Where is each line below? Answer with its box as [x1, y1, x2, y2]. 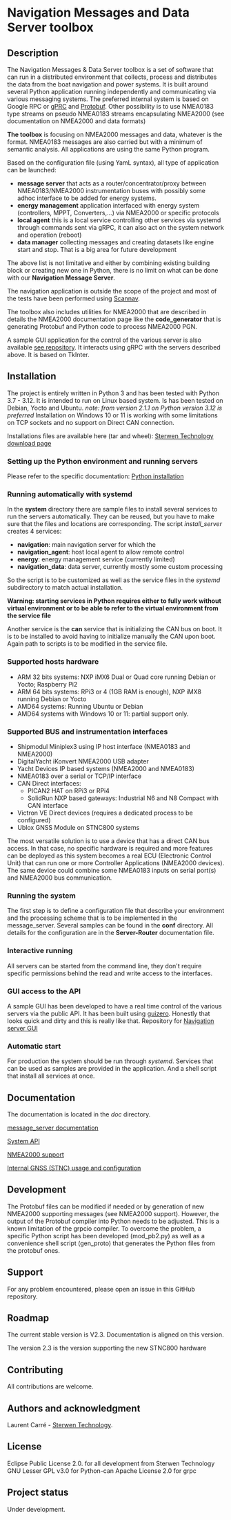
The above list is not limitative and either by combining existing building [7, 259, 210, 267]
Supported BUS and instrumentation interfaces [7, 727, 168, 736]
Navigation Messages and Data [7, 5, 190, 21]
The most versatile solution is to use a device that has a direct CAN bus [7, 837, 210, 845]
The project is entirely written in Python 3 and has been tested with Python [7, 389, 219, 397]
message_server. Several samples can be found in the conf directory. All [7, 921, 214, 930]
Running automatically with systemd [7, 489, 132, 499]
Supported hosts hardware [7, 657, 99, 667]
